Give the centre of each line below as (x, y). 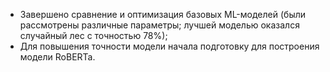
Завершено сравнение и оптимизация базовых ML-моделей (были (163, 14)
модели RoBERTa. (57, 57)
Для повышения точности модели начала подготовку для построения (169, 46)
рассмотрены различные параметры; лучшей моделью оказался (159, 25)
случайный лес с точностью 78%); (93, 35)
